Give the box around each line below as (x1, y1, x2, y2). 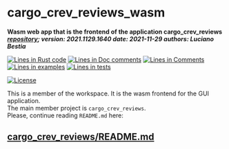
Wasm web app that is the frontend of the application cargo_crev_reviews (7, 27, 223, 36)
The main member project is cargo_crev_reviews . (7, 104, 146, 112)
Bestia (7, 42, 26, 50)
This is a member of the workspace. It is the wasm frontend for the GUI (7, 89, 209, 98)
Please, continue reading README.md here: (7, 111, 124, 119)
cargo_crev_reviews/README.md (7, 131, 155, 143)
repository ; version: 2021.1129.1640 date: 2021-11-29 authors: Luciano (7, 34, 215, 43)
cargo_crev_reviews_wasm (7, 5, 166, 21)
